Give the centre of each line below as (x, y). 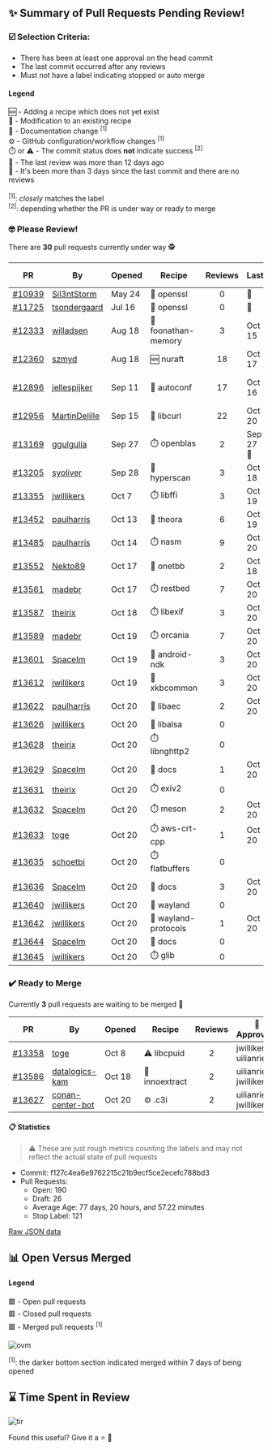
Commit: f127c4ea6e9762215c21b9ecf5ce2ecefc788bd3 (115, 1172)
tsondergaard (78, 308)
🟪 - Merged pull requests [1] (55, 1326)
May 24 (125, 294)
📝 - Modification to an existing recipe (70, 120)
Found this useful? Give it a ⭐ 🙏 (60, 1437)
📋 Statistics (30, 1127)
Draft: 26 (47, 1198)
